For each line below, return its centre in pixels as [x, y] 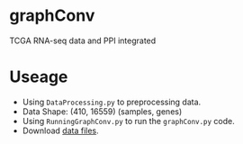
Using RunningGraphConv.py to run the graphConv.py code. [129, 121]
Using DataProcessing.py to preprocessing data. [112, 102]
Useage [39, 77]
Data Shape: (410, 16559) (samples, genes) [102, 111]
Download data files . [60, 130]
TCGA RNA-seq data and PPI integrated [83, 40]
